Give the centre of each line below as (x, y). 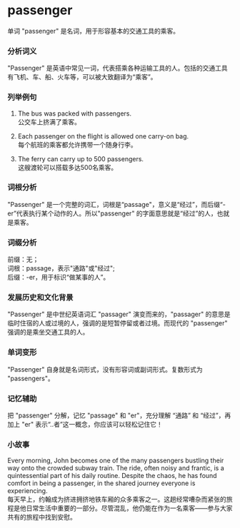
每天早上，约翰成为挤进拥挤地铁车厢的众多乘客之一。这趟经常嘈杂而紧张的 (117, 499)
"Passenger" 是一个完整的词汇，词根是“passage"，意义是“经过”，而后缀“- (117, 204)
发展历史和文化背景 (40, 298)
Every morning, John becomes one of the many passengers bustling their (116, 461)
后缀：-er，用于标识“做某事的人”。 (59, 278)
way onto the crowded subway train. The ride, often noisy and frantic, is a (116, 468)
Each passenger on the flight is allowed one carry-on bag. (103, 136)
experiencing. (27, 491)
